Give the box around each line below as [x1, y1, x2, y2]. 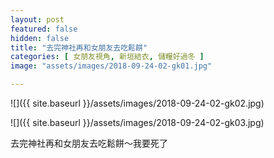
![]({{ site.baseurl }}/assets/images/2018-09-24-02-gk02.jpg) [10, 97, 265, 109]
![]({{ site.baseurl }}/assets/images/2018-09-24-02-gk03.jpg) [10, 117, 265, 128]
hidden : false [10, 33, 70, 43]
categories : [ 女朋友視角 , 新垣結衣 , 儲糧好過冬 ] [10, 52, 205, 62]
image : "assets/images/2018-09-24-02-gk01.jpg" [10, 61, 213, 71]
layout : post [10, 14, 65, 25]
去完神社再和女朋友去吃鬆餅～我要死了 [10, 137, 168, 149]
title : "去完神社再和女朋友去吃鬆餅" [10, 42, 148, 53]
